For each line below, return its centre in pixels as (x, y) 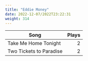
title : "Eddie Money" (27, 10)
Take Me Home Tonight (34, 43)
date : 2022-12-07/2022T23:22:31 (38, 14)
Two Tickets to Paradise (35, 51)
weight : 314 (17, 19)
